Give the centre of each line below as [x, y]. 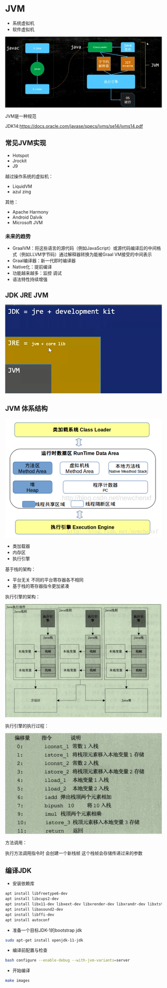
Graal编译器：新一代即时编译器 [44, 261]
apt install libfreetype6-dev [37, 894]
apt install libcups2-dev [32, 899]
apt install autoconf [28, 920]
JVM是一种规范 [21, 116]
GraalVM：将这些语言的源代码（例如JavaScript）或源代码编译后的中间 [84, 248]
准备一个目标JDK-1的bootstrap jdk [47, 930]
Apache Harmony [30, 212]
